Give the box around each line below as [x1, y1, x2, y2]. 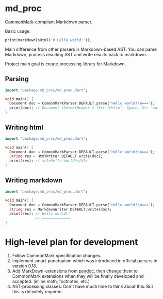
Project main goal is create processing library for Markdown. [5, 61, 126, 67]
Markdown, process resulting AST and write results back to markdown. [5, 51, 147, 57]
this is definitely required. [12, 288, 63, 294]
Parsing [5, 75, 29, 83]
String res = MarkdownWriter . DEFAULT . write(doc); [9, 207, 112, 212]
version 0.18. [12, 263, 37, 269]
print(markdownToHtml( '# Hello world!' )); [5, 37, 92, 43]
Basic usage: [5, 28, 31, 34]
